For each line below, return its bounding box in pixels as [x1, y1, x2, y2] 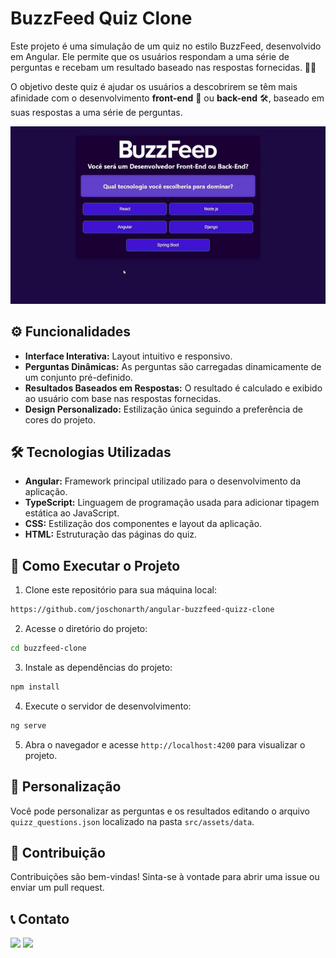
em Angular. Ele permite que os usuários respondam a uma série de [10, 50, 290, 62]
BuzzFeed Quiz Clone [10, 7, 193, 30]
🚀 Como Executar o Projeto [10, 557, 181, 574]
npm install [10, 682, 60, 692]
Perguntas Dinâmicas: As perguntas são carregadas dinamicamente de [24, 360, 322, 372]
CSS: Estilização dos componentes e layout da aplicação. [24, 518, 263, 530]
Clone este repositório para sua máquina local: [24, 584, 217, 596]
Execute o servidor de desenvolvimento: [24, 700, 192, 712]
